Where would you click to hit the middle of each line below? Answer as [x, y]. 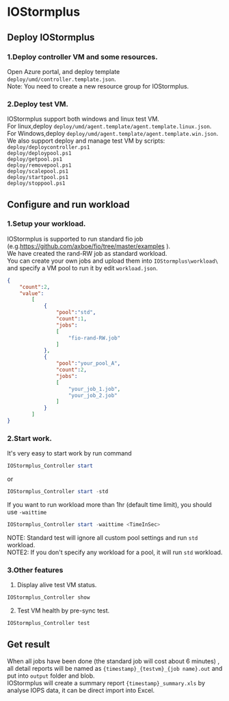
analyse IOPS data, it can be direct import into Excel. [81, 690]
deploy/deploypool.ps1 [39, 154]
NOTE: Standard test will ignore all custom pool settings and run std [103, 537]
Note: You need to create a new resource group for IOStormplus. [98, 86]
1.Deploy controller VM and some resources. [83, 57]
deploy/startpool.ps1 [38, 178]
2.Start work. [30, 438]
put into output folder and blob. [51, 676]
